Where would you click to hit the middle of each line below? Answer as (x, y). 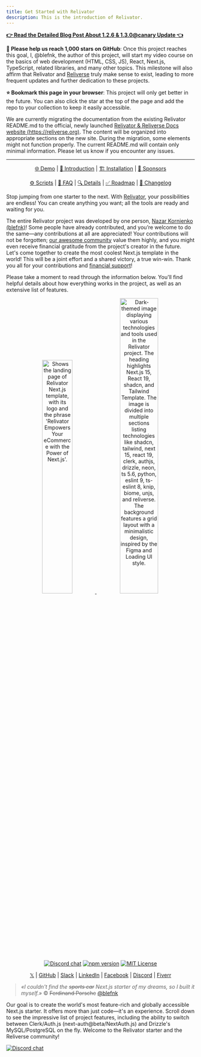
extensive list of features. (37, 290)
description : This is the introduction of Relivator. (75, 17)
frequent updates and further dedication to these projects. (78, 80)
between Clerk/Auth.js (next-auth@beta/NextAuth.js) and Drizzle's (88, 1023)
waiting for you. (25, 209)
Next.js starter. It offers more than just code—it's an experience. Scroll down (100, 1011)
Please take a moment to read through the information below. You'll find (95, 277)
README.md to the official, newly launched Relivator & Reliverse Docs (93, 125)
